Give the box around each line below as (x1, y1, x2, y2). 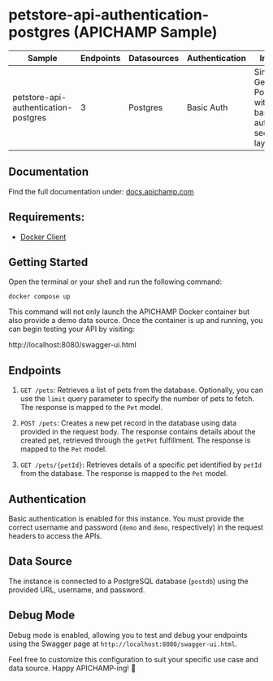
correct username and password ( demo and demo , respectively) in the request (8, 522, 264, 532)
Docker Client (19, 232, 67, 242)
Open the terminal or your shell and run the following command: (8, 277, 223, 286)
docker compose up (8, 293, 71, 301)
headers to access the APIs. (8, 531, 103, 540)
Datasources (128, 52, 180, 63)
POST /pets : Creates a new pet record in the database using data (19, 418, 237, 428)
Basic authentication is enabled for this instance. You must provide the (8, 514, 245, 523)
